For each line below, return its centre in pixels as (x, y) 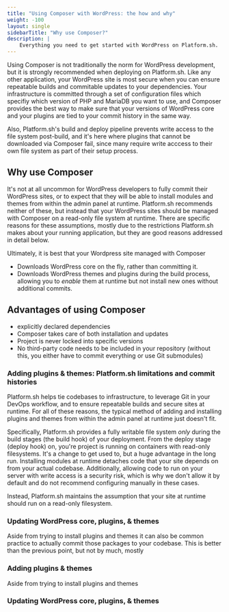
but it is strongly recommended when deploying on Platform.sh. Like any (109, 72)
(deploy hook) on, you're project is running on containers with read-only (109, 446)
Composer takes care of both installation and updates (93, 334)
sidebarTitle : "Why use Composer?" (58, 33)
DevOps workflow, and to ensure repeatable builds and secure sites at (106, 404)
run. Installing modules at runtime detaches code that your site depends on (113, 461)
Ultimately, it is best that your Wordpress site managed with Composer (107, 253)
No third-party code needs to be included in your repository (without (113, 348)
